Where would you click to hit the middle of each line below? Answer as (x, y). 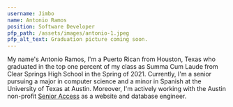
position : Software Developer (51, 26)
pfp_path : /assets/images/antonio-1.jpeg (68, 33)
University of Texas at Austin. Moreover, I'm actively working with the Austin (117, 89)
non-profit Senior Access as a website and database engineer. (97, 96)
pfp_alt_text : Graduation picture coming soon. (78, 40)
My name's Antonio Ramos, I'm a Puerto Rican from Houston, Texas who (112, 59)
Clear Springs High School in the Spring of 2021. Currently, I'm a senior (109, 74)
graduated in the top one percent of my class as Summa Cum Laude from (113, 67)
